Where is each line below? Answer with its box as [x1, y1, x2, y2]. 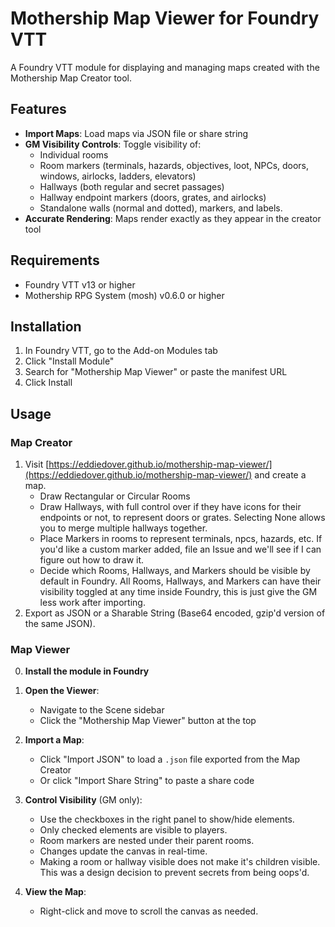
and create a [254, 469, 307, 481]
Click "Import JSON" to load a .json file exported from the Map [39, 753, 301, 766]
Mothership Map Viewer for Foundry [10, 7, 320, 30]
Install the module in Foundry [24, 665, 150, 677]
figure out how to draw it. [39, 554, 145, 566]
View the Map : [24, 886, 87, 898]
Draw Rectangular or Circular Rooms [39, 490, 191, 502]
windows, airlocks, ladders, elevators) [39, 170, 197, 182]
